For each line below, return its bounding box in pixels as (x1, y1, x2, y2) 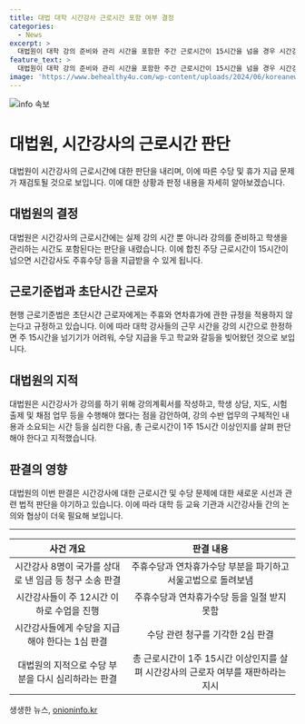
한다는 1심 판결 (46, 635, 108, 648)
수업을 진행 (54, 604, 100, 617)
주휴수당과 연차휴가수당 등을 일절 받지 (134, 590, 287, 603)
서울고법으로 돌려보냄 (167, 573, 254, 586)
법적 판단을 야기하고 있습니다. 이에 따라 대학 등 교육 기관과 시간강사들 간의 (18, 499, 280, 510)
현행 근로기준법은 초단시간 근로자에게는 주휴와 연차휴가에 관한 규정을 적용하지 (9, 310, 284, 321)
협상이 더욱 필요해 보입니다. (25, 510, 124, 521)
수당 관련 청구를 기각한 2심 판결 (146, 628, 274, 640)
